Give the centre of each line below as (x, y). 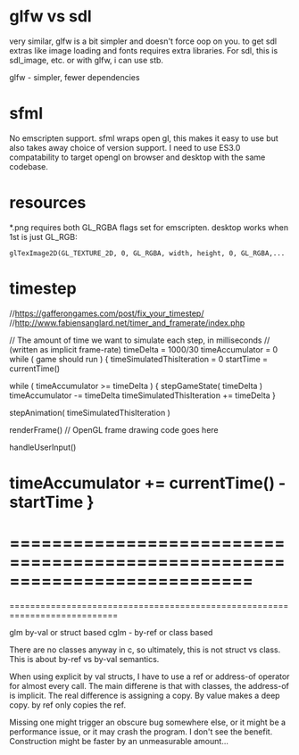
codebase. (29, 166)
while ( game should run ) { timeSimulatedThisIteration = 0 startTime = (139, 359)
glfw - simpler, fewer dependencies (75, 77)
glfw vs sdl (50, 17)
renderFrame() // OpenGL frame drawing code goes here (114, 429)
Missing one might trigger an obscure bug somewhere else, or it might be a (148, 722)
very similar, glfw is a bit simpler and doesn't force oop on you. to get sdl (143, 41)
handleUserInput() (43, 447)
